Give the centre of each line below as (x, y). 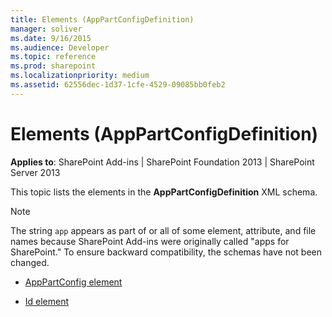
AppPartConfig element (73, 282)
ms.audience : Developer (60, 47)
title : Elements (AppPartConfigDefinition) (102, 19)
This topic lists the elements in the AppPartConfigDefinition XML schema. (164, 192)
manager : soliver (46, 29)
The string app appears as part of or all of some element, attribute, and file (163, 230)
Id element (47, 301)
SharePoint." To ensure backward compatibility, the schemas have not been (166, 252)
